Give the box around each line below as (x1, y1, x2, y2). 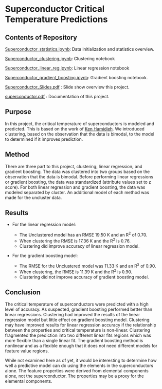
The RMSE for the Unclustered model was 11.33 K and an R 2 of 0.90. (19, 262, 157, 269)
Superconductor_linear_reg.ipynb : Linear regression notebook (5, 65, 130, 71)
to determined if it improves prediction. (5, 136, 83, 142)
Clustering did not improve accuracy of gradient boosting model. (19, 274, 149, 280)
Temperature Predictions (5, 14, 108, 25)
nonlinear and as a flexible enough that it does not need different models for (5, 343, 158, 348)
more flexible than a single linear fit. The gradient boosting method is (5, 337, 144, 343)
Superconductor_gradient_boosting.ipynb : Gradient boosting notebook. (5, 75, 148, 80)
